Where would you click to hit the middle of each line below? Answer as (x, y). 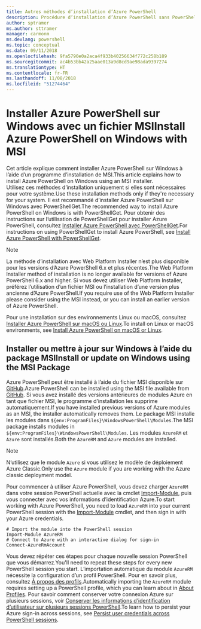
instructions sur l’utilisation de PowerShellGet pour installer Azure (87, 219)
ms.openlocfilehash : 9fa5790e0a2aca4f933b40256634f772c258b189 (87, 56)
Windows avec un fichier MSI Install (96, 126)
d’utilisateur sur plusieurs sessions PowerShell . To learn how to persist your (98, 607)
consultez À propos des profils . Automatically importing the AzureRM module (99, 581)
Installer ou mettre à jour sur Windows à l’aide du (99, 349)
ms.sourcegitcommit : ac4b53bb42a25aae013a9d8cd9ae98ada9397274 (87, 62)
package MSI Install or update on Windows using (98, 358)
